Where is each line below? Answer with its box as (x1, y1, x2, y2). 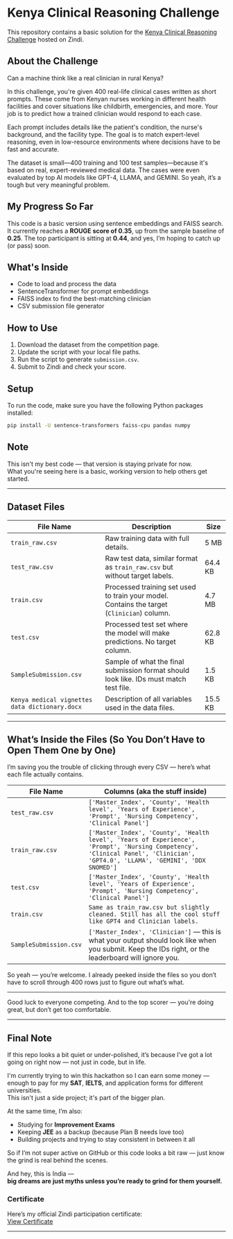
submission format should (105, 665, 189, 675)
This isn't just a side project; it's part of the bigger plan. (7, 1094, 166, 1102)
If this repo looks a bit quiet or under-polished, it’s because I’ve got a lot (7, 1051, 213, 1059)
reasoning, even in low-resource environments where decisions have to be (7, 138, 221, 146)
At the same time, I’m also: (7, 1107, 83, 1115)
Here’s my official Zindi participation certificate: (7, 1210, 143, 1218)
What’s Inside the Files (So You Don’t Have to (7, 733, 206, 745)
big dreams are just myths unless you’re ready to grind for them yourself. (7, 1177, 223, 1186)
